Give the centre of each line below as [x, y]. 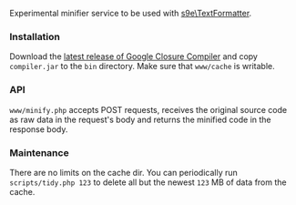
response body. [39, 129]
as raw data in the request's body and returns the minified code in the [140, 119]
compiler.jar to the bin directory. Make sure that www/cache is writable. [142, 67]
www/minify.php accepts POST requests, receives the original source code [148, 109]
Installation [35, 36]
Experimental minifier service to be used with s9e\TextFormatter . [131, 13]
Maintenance [40, 152]
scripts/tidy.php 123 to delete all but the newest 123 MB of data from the [148, 182]
